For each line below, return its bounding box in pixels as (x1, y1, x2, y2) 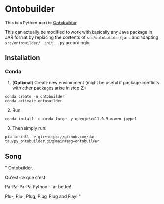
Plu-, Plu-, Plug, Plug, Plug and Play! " (5, 193, 81, 199)
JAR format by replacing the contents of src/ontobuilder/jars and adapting (5, 34, 159, 40)
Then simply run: (12, 125, 47, 131)
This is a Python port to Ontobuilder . (5, 20, 78, 25)
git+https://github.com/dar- (38, 135, 97, 139)
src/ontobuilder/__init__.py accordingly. (5, 39, 91, 45)
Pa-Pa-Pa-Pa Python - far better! (5, 184, 72, 190)
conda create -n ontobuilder (5, 94, 65, 99)
